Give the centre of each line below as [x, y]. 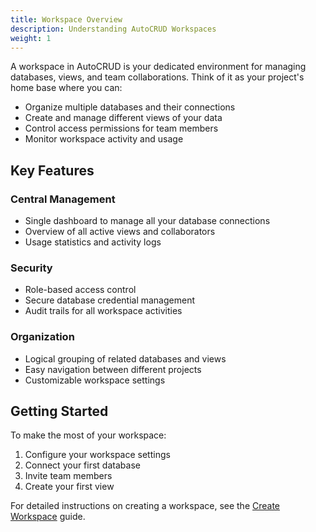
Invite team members [68, 476]
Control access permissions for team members [121, 128]
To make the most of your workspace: [88, 435]
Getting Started [59, 411]
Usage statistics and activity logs [93, 242]
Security [31, 268]
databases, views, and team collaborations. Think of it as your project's [157, 77]
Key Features [52, 170]
